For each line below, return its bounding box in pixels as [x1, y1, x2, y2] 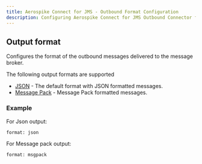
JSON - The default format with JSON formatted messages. [14, 83, 164, 90]
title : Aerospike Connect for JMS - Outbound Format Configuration [6, 8, 179, 15]
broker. [6, 59, 24, 66]
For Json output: [6, 118, 47, 125]
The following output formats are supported [6, 71, 115, 78]
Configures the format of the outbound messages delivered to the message [6, 52, 194, 60]
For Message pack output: [6, 140, 72, 147]
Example [6, 104, 32, 112]
